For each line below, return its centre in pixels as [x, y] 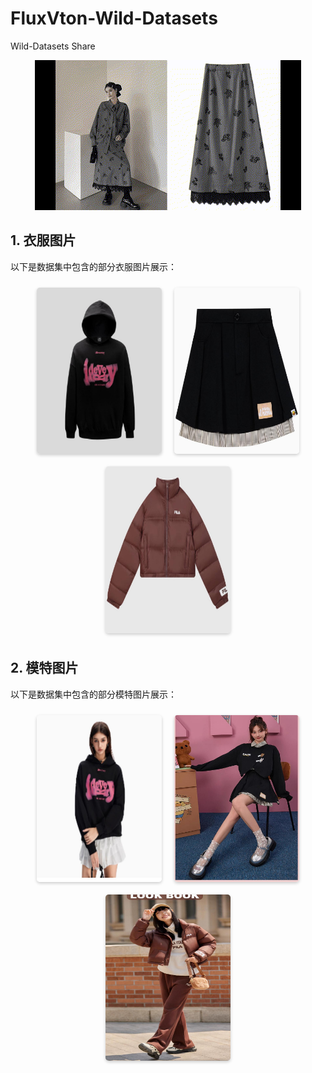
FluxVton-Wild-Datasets [114, 18]
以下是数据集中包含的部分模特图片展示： [93, 694]
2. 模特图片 [44, 668]
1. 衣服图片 [43, 240]
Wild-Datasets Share [53, 46]
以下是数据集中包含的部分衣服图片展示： [93, 266]
